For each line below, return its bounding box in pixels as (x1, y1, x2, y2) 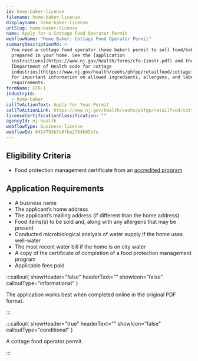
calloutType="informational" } (6, 279, 78, 286)
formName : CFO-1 (6, 85, 46, 91)
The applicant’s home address (14, 206, 88, 213)
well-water (14, 237, 41, 244)
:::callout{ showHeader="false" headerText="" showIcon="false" (6, 273, 163, 280)
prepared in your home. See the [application (11, 52, 126, 58)
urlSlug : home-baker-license (6, 25, 78, 31)
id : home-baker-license (6, 8, 65, 15)
